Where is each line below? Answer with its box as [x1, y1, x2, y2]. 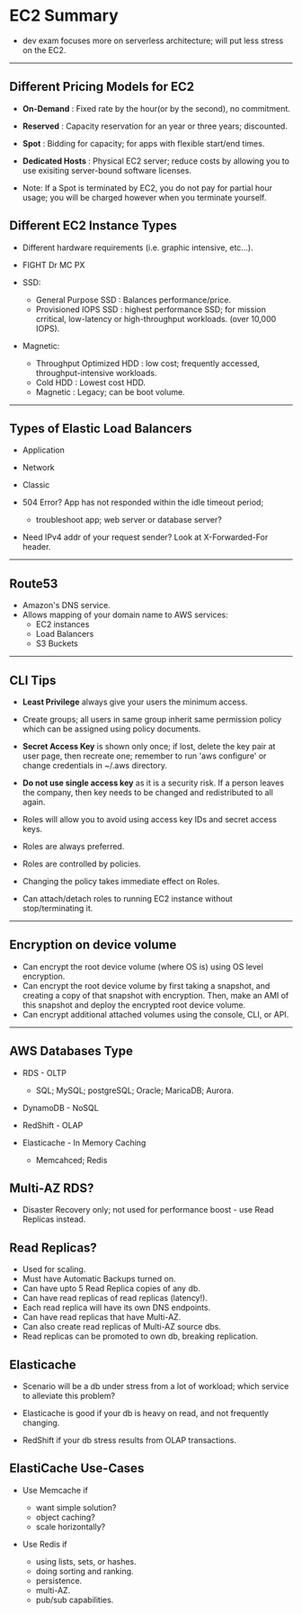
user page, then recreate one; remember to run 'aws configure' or [22, 750, 267, 761]
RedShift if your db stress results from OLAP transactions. [22, 1435, 236, 1446]
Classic [22, 480, 50, 490]
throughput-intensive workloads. [35, 367, 157, 378]
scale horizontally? [35, 1521, 106, 1532]
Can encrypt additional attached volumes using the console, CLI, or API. [22, 1009, 289, 1019]
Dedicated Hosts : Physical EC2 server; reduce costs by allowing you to [22, 155, 290, 166]
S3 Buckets [35, 638, 78, 649]
